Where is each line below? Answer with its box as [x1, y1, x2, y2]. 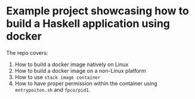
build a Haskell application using [6, 17, 171, 30]
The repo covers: [6, 49, 49, 56]
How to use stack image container [14, 73, 101, 81]
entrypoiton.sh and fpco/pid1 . [14, 86, 91, 93]
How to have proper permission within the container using [14, 79, 158, 87]
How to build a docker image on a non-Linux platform [14, 67, 146, 74]
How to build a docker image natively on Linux [14, 61, 129, 68]
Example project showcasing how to [6, 4, 189, 18]
